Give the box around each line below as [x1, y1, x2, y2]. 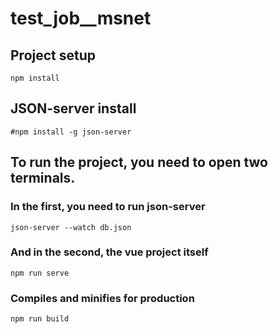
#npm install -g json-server [10, 127, 132, 137]
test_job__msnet [10, 7, 152, 30]
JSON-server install [10, 100, 137, 117]
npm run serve [10, 268, 70, 278]
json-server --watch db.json [10, 222, 132, 232]
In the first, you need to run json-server [10, 200, 206, 214]
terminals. [10, 170, 76, 187]
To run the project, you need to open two [10, 154, 269, 171]
